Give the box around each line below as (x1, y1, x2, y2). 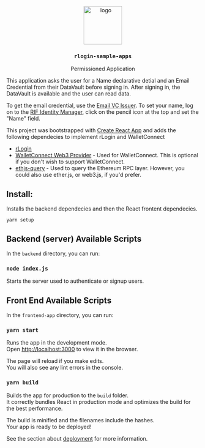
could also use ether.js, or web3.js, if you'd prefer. (15, 171, 142, 179)
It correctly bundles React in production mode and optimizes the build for (6, 398, 191, 405)
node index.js (6, 265, 48, 272)
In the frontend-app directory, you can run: (6, 312, 114, 319)
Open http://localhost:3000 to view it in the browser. (6, 346, 138, 353)
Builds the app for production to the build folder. (6, 392, 129, 399)
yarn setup (6, 217, 34, 223)
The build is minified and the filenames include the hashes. (6, 416, 155, 424)
